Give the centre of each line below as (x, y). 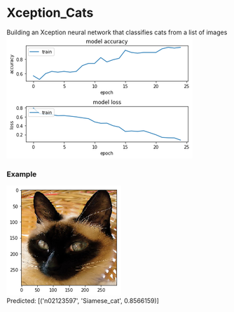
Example (22, 174)
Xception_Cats (50, 13)
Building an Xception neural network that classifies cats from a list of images (117, 32)
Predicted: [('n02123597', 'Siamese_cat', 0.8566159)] (83, 301)
